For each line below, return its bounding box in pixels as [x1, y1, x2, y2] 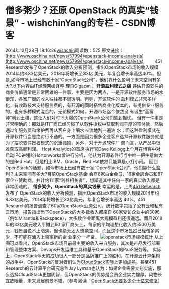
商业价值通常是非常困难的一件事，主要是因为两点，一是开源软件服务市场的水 [5, 89, 164, 95]
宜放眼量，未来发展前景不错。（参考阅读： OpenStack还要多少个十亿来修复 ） [5, 277, 162, 284]
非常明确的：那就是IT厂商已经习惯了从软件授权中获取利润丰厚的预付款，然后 [5, 121, 163, 127]
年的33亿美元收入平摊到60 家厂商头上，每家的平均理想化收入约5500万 [5, 221, 152, 227]
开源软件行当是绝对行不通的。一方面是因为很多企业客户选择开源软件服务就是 [5, 133, 164, 139]
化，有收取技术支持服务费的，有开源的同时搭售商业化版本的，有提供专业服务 [5, 102, 164, 108]
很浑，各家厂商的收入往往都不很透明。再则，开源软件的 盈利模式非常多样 [5, 95, 156, 102]
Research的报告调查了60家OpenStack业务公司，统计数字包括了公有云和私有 [5, 202, 163, 209]
